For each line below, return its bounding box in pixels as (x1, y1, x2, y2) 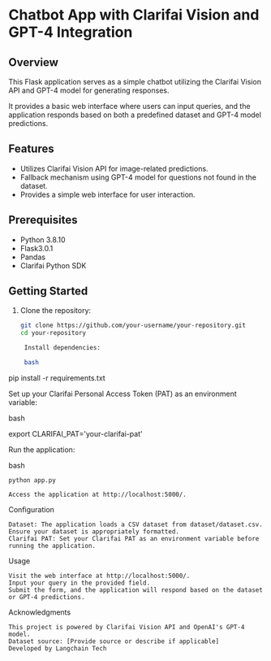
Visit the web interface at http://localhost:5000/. (8, 572, 191, 580)
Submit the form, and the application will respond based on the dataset (8, 585, 264, 594)
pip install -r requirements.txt (8, 372, 105, 383)
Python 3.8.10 (19, 234, 67, 245)
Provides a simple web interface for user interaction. (19, 189, 196, 199)
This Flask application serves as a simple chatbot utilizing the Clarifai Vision (8, 77, 262, 86)
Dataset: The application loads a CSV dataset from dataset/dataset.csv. (8, 520, 264, 528)
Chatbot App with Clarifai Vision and (8, 6, 260, 24)
